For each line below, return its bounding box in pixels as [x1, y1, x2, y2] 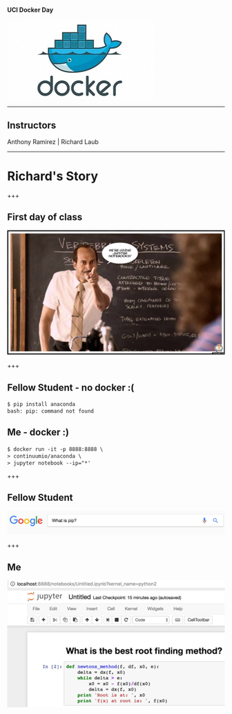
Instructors [7, 119, 57, 131]
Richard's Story [7, 168, 99, 184]
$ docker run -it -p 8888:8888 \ [7, 445, 104, 453]
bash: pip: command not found [7, 408, 95, 415]
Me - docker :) [7, 427, 69, 438]
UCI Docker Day [7, 6, 54, 14]
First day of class [7, 211, 83, 223]
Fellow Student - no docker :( [7, 382, 135, 393]
